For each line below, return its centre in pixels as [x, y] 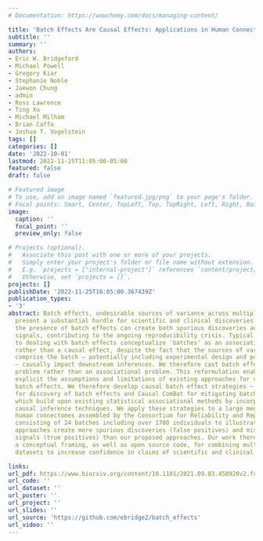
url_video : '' [31, 525]
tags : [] [22, 139]
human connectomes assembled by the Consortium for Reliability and [129, 416]
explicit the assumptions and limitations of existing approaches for [133, 379]
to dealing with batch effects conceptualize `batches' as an [119, 342]
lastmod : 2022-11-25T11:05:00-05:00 [68, 161]
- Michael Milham [36, 117]
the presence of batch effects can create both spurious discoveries [131, 328]
